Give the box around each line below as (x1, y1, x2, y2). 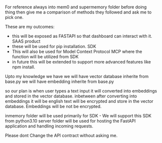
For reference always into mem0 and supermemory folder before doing (5, 4, 147, 10)
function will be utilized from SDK (12, 54, 79, 60)
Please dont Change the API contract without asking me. (5, 133, 118, 138)
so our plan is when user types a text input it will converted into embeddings (5, 88, 157, 94)
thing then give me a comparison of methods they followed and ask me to (5, 9, 152, 15)
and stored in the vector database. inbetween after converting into (5, 93, 137, 99)
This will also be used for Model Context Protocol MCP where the (12, 48, 143, 54)
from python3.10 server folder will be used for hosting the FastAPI (5, 118, 136, 124)
